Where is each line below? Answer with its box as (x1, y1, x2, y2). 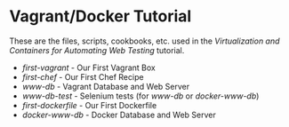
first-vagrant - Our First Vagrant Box (21, 62, 156, 73)
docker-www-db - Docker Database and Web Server (21, 109, 216, 120)
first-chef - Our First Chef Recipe (21, 71, 144, 82)
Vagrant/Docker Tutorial (9, 6, 192, 27)
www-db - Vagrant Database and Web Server (21, 81, 190, 91)
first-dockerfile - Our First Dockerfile (21, 99, 157, 110)
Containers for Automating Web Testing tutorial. (9, 44, 185, 55)
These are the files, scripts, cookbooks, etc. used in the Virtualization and (9, 36, 280, 46)
